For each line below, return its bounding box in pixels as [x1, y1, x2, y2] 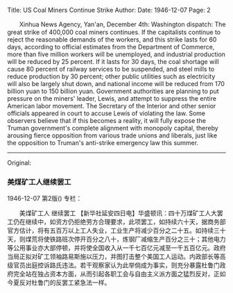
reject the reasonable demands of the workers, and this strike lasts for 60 [7, 35, 217, 44]
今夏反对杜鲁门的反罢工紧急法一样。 [7, 278, 111, 287]
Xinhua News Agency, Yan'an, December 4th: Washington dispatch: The [19, 20, 226, 28]
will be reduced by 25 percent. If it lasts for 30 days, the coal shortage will [7, 58, 220, 65]
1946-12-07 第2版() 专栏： [7, 194, 83, 203]
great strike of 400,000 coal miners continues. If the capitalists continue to [7, 28, 221, 36]
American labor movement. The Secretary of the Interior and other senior [7, 102, 216, 110]
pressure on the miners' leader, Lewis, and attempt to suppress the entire [7, 94, 217, 103]
